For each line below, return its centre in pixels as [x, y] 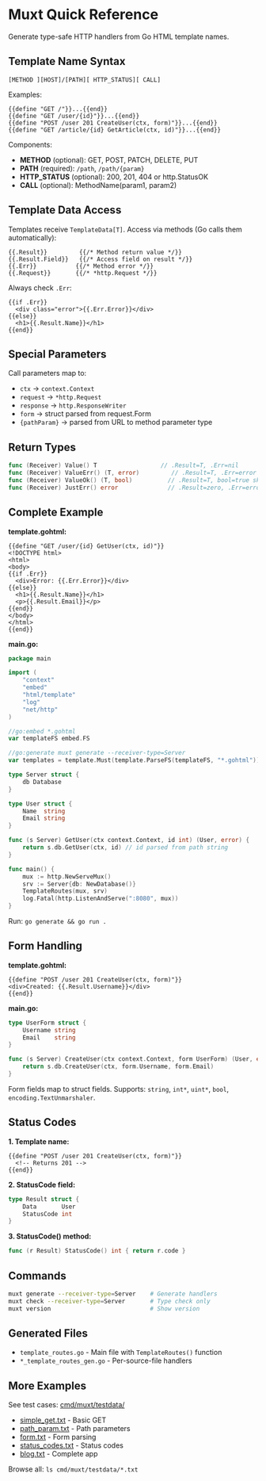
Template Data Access [65, 210]
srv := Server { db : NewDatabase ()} [79, 884]
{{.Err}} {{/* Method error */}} [81, 266]
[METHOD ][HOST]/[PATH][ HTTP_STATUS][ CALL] [84, 80]
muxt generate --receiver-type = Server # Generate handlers [113, 1294]
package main [30, 658]
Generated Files [48, 1333]
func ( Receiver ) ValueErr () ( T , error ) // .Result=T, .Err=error [133, 473]
